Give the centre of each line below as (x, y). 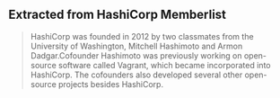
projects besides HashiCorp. (110, 84)
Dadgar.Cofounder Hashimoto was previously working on (136, 55)
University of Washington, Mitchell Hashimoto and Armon (136, 46)
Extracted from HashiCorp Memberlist (117, 15)
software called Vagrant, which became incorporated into (164, 65)
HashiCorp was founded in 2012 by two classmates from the (142, 36)
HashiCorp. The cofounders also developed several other (136, 75)
